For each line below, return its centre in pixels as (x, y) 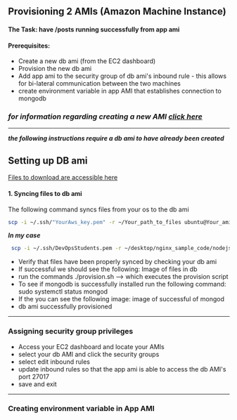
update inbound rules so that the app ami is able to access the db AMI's (122, 369)
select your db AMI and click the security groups (89, 354)
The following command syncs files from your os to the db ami (98, 209)
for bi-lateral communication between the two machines (100, 84)
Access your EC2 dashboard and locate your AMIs (91, 346)
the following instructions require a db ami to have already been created (116, 138)
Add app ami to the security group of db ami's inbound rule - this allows (122, 76)
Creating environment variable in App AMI (82, 409)
